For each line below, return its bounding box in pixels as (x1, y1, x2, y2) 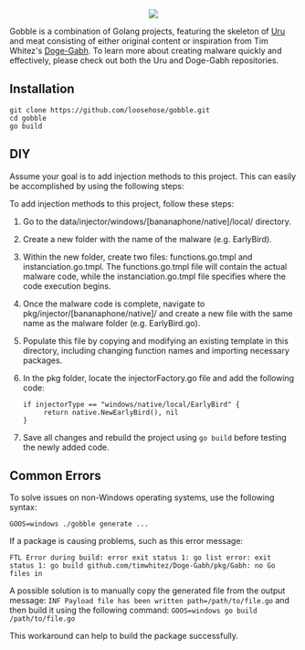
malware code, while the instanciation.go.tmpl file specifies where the (22, 271, 286, 282)
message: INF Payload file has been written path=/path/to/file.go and (9, 595, 290, 606)
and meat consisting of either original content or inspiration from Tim (9, 36, 268, 46)
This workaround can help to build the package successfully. (9, 631, 239, 642)
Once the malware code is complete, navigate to (22, 298, 205, 309)
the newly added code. (22, 442, 110, 453)
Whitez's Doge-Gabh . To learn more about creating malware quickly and (9, 46, 282, 56)
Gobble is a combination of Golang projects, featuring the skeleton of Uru (9, 26, 286, 37)
